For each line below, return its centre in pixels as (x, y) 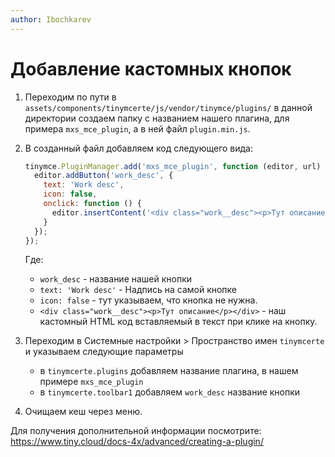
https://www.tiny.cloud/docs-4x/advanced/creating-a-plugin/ (137, 442)
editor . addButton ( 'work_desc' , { (104, 176)
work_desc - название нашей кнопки (116, 279)
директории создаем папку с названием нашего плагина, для (157, 118)
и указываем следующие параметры (104, 352)
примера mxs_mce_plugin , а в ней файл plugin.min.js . (137, 128)
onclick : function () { (92, 204)
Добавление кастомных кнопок (151, 68)
